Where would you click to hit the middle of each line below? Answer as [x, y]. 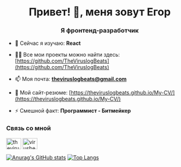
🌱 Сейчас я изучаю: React [48, 43]
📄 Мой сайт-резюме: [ [43, 93]
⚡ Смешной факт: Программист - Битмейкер [73, 111]
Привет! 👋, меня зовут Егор [100, 12]
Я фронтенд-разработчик [100, 31]
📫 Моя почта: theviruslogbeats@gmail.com [71, 79]
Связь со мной [29, 128]
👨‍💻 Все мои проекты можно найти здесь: [67, 55]
